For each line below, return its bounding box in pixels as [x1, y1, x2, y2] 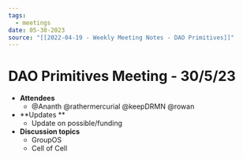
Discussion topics [19, 127, 80, 136]
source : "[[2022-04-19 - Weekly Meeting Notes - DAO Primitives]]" [8, 33, 235, 42]
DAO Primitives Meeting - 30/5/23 [8, 68, 237, 85]
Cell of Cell [31, 143, 68, 153]
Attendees [19, 94, 55, 103]
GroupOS [31, 135, 62, 145]
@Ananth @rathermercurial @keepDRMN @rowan [31, 102, 195, 111]
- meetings [15, 19, 51, 27]
